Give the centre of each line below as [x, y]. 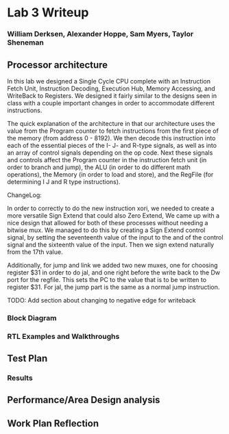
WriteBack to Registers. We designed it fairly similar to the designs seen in [112, 95]
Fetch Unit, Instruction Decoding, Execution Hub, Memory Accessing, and [111, 88]
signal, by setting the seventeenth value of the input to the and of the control [115, 237]
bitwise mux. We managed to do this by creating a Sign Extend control [106, 230]
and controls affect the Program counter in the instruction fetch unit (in [107, 159]
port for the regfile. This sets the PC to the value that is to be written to [107, 279]
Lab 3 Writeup [48, 13]
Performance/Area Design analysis [84, 400]
